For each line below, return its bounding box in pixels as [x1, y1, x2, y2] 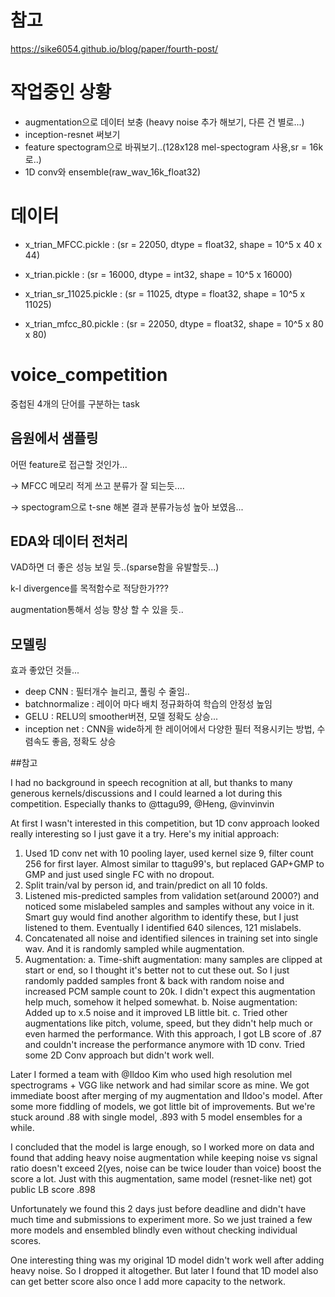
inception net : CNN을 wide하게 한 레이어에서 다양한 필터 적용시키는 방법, [24, 723, 315, 735]
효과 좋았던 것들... [10, 664, 80, 676]
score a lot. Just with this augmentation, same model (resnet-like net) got [10, 1173, 313, 1185]
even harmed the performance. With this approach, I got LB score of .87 [24, 1028, 322, 1040]
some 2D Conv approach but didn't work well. [24, 1049, 215, 1061]
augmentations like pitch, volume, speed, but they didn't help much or [24, 1017, 313, 1030]
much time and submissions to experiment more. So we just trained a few [10, 1214, 313, 1226]
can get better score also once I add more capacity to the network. [10, 1276, 287, 1288]
